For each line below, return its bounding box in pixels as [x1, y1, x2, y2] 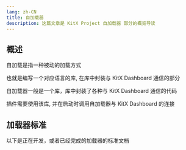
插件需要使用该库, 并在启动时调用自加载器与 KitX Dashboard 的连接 [6, 100, 175, 107]
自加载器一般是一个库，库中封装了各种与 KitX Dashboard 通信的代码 [6, 87, 177, 95]
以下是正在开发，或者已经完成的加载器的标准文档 [6, 137, 129, 144]
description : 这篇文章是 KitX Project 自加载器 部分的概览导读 [6, 20, 156, 26]
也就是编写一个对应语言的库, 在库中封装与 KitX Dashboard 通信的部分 [6, 74, 181, 82]
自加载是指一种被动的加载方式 [6, 61, 81, 69]
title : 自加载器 [6, 15, 44, 21]
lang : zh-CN [6, 9, 37, 15]
